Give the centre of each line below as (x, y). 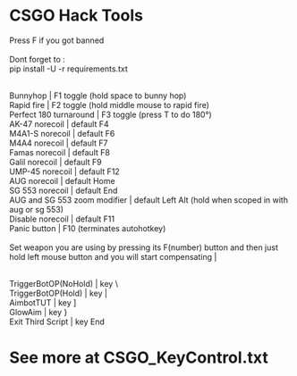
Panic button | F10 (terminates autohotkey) (88, 228)
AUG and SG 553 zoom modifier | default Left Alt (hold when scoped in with (149, 200)
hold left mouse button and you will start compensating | (113, 256)
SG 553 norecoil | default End (64, 190)
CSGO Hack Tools (76, 16)
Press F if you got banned (57, 40)
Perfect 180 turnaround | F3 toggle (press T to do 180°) (110, 114)
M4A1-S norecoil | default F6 (62, 133)
